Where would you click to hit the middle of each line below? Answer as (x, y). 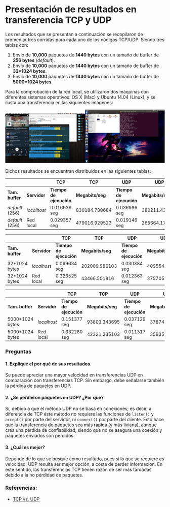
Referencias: (21, 488)
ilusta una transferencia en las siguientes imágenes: (59, 102)
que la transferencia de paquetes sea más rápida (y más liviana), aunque (81, 425)
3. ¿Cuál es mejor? (25, 447)
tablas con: (17, 45)
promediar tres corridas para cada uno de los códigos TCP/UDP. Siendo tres (85, 40)
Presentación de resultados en (71, 9)
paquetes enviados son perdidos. (40, 436)
